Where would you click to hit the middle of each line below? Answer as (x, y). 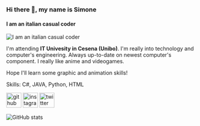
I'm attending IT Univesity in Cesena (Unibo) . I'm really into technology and (100, 49)
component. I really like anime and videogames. (65, 62)
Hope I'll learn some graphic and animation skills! (67, 73)
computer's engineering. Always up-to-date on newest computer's (89, 55)
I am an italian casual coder (41, 24)
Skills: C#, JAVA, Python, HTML (45, 84)
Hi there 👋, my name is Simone (52, 10)
